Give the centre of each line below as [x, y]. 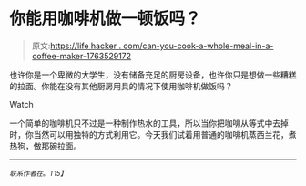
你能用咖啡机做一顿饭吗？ [106, 19]
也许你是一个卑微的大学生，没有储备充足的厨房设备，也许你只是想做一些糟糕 [153, 75]
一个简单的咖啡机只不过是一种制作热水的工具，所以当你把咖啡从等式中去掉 [149, 123]
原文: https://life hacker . [76, 46]
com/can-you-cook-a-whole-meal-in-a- [198, 46]
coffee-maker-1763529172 [82, 56]
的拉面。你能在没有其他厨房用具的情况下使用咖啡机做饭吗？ [121, 86]
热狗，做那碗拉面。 [46, 146]
